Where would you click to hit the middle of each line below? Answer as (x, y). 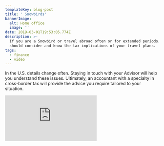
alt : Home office (27, 23)
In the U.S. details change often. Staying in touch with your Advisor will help (81, 73)
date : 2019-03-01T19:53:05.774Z (38, 32)
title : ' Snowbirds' (26, 14)
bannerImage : (18, 18)
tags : (10, 50)
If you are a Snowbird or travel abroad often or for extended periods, (85, 41)
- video (17, 59)
